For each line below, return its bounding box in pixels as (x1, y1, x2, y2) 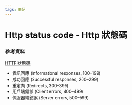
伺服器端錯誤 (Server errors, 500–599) (12, 95, 89, 101)
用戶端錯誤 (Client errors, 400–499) (12, 88, 83, 95)
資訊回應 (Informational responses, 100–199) (12, 70, 101, 76)
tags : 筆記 (5, 7, 26, 12)
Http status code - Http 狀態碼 (5, 30, 128, 40)
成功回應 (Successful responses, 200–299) (12, 76, 99, 83)
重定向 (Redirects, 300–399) (12, 83, 69, 88)
